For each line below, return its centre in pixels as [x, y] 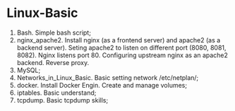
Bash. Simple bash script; [54, 33]
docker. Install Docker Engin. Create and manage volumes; [102, 85]
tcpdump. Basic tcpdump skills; [62, 100]
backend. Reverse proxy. [53, 62]
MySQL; [29, 70]
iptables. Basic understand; [56, 93]
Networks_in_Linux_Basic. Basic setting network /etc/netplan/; [108, 77]
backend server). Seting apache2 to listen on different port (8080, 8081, [121, 47]
